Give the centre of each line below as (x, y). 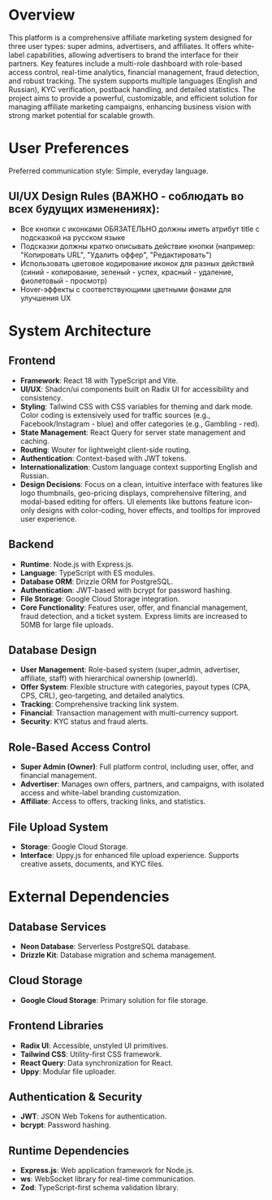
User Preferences (69, 149)
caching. (35, 440)
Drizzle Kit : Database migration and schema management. (118, 955)
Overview (42, 15)
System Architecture (80, 331)
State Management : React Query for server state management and (133, 432)
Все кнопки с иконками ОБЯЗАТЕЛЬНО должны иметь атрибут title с (140, 229)
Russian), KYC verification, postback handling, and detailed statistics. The (132, 89)
